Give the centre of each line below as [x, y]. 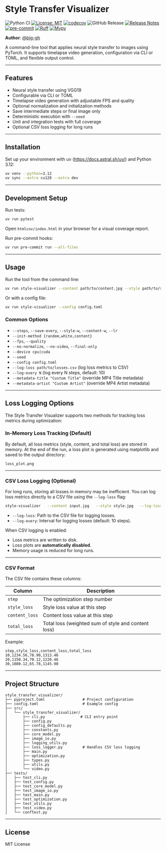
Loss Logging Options [40, 403]
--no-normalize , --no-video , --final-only [55, 346]
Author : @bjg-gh [23, 38]
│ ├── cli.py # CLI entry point [62, 717]
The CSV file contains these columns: [43, 579]
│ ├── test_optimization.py [36, 799]
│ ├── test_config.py [30, 782]
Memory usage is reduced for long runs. [53, 551]
